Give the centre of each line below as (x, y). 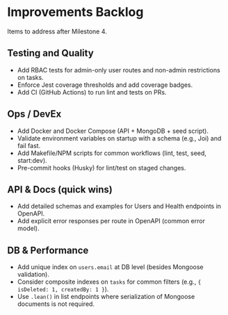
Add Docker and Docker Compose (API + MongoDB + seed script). (113, 131)
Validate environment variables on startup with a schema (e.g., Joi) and (119, 138)
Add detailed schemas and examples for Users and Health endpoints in (119, 207)
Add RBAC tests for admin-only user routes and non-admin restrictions (119, 70)
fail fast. (29, 145)
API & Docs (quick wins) (60, 189)
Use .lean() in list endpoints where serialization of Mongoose (106, 297)
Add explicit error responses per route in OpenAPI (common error (111, 221)
